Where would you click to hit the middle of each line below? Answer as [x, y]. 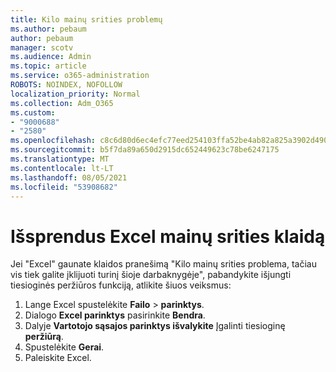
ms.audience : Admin [51, 57]
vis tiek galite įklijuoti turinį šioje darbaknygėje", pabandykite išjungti [151, 275]
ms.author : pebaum [48, 29]
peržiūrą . [44, 337]
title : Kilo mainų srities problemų [86, 19]
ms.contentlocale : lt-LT [62, 168]
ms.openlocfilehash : [53, 141]
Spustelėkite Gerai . [64, 347]
